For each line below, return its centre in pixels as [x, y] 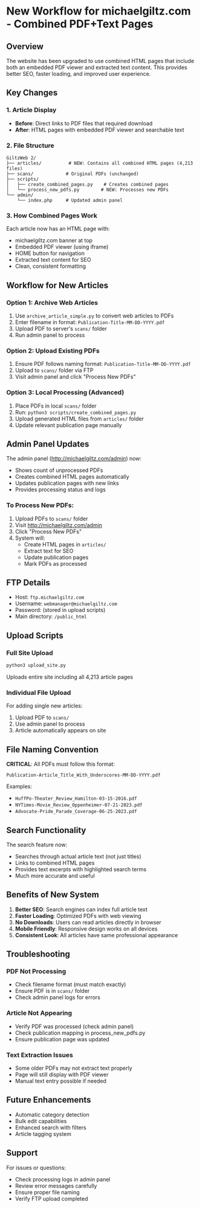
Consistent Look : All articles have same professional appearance [96, 935]
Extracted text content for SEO [53, 260]
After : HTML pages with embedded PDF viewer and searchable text [99, 130]
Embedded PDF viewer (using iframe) [62, 247]
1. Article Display [31, 110]
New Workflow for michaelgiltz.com [99, 11]
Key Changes [32, 93]
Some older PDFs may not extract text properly [74, 1068]
